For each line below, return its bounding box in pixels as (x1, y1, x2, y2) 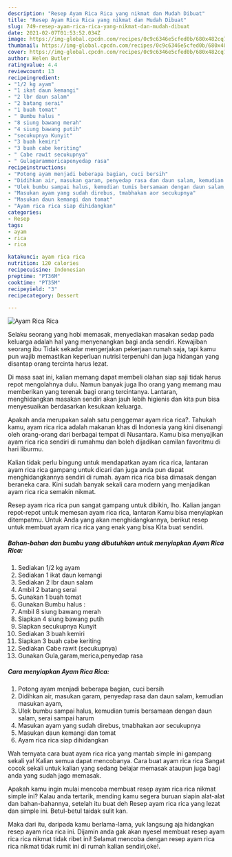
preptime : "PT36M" (8, 273, 61, 279)
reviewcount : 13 (8, 68, 54, 75)
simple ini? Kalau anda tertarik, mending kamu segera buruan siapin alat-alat (8, 792, 225, 800)
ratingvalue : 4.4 (8, 61, 58, 68)
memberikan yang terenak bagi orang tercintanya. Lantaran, (8, 388, 178, 396)
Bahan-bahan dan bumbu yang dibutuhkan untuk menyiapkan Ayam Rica (8, 539, 224, 547)
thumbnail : (8, 42, 39, 49)
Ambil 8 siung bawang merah (17, 608, 101, 616)
